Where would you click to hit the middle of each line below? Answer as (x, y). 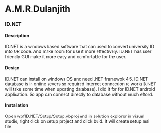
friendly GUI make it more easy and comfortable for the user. (66, 57)
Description (17, 35)
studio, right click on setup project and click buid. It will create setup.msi (77, 121)
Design (12, 68)
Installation (16, 105)
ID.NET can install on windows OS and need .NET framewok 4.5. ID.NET (77, 79)
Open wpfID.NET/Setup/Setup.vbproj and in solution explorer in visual (75, 116)
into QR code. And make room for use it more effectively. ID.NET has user (78, 51)
